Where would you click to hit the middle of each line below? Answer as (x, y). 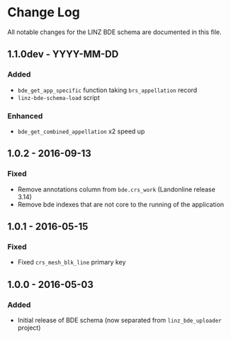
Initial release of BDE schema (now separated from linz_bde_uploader (119, 320)
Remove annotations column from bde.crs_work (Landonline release (117, 189)
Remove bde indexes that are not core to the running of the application (121, 204)
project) (29, 328)
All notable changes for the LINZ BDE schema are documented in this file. (114, 32)
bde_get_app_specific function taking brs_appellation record (107, 90)
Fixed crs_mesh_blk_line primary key (72, 262)
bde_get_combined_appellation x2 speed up (81, 131)
